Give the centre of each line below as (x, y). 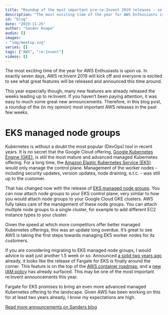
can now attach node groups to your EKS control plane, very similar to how (82, 194)
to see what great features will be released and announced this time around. (84, 81)
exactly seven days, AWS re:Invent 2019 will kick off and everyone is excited (84, 76)
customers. (17, 241)
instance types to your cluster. (36, 215)
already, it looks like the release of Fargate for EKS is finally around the (78, 261)
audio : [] (15, 33)
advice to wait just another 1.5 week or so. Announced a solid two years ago (83, 256)
